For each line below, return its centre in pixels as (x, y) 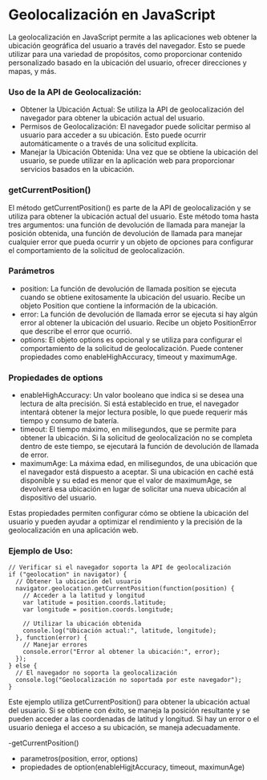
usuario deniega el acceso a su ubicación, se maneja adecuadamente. (124, 728)
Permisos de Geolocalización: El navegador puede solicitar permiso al (135, 127)
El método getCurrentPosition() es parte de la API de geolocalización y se (129, 207)
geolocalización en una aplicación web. (73, 530)
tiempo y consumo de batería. (69, 421)
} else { (23, 666)
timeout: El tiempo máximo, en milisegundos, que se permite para (128, 429)
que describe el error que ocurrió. (76, 331)
